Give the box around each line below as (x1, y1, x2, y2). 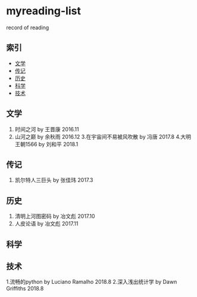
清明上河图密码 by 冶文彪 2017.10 (14, 213, 95, 220)
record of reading (6, 24, 49, 31)
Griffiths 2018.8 (6, 285, 44, 292)
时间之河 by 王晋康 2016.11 (14, 125, 79, 132)
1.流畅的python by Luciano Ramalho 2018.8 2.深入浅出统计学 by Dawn (6, 279, 177, 286)
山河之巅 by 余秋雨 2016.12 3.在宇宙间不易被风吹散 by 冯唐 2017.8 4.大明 (14, 133, 192, 140)
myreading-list (6, 4, 82, 18)
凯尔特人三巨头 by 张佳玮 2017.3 (14, 177, 93, 184)
